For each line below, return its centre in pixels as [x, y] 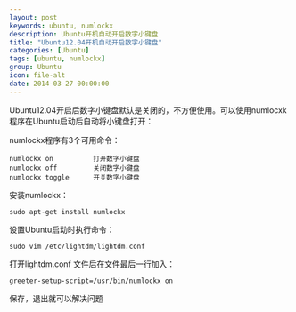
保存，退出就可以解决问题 [56, 298]
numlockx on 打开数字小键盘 [74, 158]
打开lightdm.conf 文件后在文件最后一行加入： [92, 264]
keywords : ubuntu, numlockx [62, 26]
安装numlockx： [39, 195]
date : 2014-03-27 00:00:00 [59, 84]
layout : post [33, 17]
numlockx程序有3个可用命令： [65, 140]
